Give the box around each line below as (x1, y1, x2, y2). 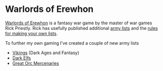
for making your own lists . (5, 30, 58, 36)
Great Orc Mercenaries (12, 60, 59, 66)
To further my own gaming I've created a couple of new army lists (5, 40, 139, 46)
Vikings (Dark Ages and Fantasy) (12, 50, 80, 56)
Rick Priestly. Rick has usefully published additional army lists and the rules (5, 25, 158, 31)
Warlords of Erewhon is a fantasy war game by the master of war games (5, 20, 152, 26)
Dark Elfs (12, 55, 31, 61)
